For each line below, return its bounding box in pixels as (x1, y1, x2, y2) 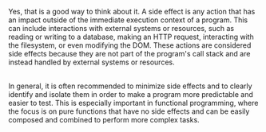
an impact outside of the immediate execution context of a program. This (8, 15, 248, 25)
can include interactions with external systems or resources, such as (8, 24, 234, 33)
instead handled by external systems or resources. (8, 57, 175, 67)
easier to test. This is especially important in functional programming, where (8, 99, 259, 107)
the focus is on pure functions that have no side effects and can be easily (8, 107, 250, 116)
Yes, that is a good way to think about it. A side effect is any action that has (8, 7, 256, 16)
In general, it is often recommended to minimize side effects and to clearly (8, 81, 253, 91)
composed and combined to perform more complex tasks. (8, 115, 200, 124)
